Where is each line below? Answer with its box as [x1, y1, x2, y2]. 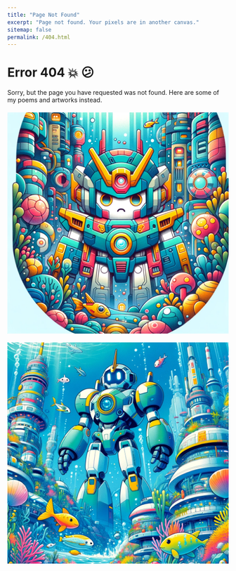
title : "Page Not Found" [7, 11, 80, 18]
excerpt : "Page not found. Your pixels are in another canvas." [7, 18, 199, 26]
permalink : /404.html [7, 34, 71, 41]
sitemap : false [7, 26, 52, 33]
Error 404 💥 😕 [7, 65, 95, 81]
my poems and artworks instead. [7, 96, 103, 105]
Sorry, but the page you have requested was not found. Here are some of [7, 88, 220, 97]
